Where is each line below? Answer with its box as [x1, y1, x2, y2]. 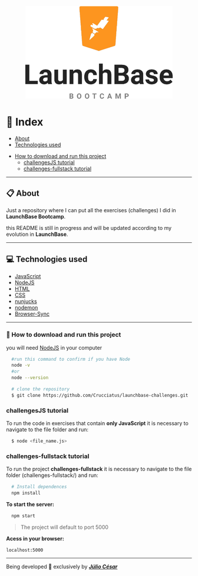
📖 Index [6, 115, 44, 129]
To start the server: [6, 501, 55, 508]
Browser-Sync [14, 310, 50, 318]
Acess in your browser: [6, 535, 65, 542]
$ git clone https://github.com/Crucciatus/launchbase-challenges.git [11, 392, 189, 398]
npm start [11, 513, 35, 519]
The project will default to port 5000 [20, 524, 109, 531]
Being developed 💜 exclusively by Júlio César [6, 563, 118, 570]
